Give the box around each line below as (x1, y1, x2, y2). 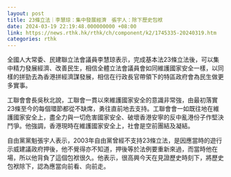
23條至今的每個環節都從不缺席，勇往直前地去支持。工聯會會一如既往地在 (7, 105, 214, 113)
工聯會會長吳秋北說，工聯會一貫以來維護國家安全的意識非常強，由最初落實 (7, 96, 218, 104)
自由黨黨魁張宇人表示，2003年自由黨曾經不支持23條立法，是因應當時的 (7, 136, 211, 145)
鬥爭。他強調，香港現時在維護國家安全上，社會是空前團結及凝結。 (7, 122, 194, 130)
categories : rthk (7, 36, 57, 43)
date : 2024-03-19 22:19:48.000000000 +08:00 (7, 23, 137, 30)
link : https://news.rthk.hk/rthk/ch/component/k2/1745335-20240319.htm (7, 29, 217, 37)
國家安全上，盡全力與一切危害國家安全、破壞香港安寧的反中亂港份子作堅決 (12, 113, 224, 121)
